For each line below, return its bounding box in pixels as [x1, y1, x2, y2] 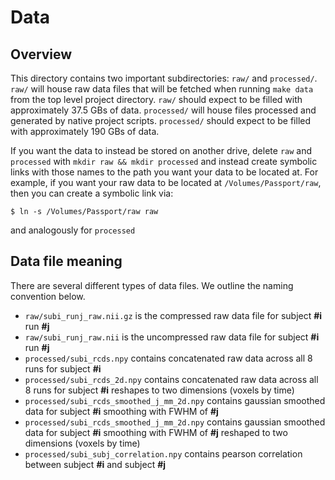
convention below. [10, 290, 86, 302]
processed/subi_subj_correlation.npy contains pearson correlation [24, 447, 303, 460]
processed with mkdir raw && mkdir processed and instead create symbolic [10, 156, 318, 167]
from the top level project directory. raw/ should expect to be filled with [10, 94, 303, 105]
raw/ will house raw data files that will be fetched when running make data [10, 83, 314, 95]
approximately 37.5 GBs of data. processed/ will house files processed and [10, 104, 317, 116]
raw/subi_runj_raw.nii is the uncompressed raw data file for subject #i [24, 331, 320, 343]
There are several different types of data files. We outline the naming [10, 279, 294, 291]
